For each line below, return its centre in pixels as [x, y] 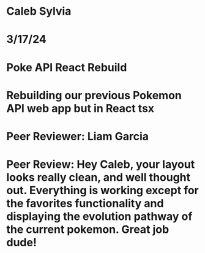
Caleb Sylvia [39, 11]
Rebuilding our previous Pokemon [94, 95]
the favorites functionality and [85, 204]
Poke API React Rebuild [67, 67]
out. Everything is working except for [102, 191]
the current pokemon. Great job [88, 229]
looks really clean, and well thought [99, 177]
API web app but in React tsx [80, 108]
